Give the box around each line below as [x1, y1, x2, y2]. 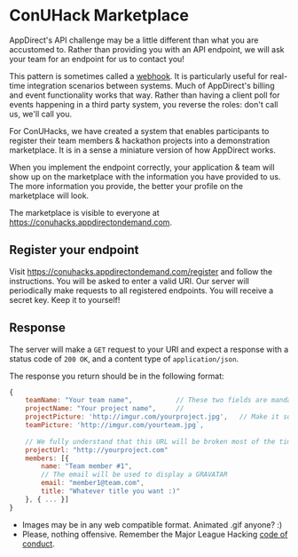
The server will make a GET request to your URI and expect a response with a [9, 344, 289, 354]
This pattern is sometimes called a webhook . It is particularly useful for [9, 70, 269, 81]
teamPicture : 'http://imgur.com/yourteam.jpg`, [25, 421, 204, 430]
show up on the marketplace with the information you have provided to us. [9, 171, 281, 182]
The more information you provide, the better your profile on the [9, 180, 244, 191]
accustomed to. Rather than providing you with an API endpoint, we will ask [9, 44, 286, 54]
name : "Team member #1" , [41, 462, 133, 471]
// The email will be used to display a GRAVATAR [41, 470, 228, 480]
